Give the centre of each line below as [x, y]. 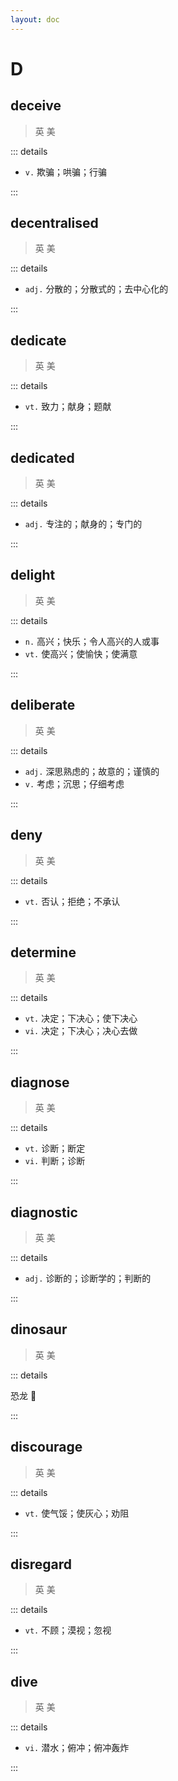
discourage [46, 1447]
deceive [36, 106]
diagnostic [44, 1212]
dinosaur [39, 1329]
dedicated [42, 457]
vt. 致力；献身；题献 [68, 407]
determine [43, 952]
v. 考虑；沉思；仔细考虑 [74, 783]
